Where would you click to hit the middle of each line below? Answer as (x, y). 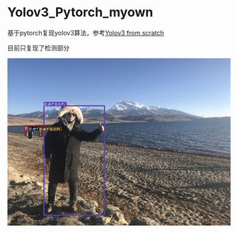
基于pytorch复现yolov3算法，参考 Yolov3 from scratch (86, 33)
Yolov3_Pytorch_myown (80, 12)
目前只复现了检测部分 (38, 47)
